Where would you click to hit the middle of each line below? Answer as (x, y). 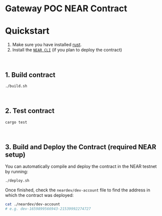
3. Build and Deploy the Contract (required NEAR (81, 147)
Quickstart (27, 31)
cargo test (16, 122)
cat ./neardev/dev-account (33, 204)
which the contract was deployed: (40, 195)
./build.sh (16, 86)
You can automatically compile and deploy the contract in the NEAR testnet (81, 166)
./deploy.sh (17, 181)
